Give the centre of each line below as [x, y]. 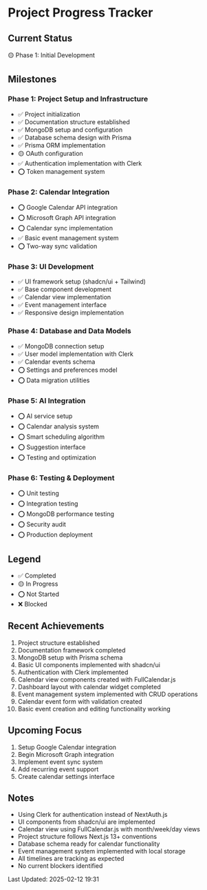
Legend [24, 559]
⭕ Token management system [61, 171]
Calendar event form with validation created [80, 701]
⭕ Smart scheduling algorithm [61, 437]
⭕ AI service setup [45, 416]
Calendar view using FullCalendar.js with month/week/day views [109, 829]
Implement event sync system [60, 762]
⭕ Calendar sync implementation [65, 228]
